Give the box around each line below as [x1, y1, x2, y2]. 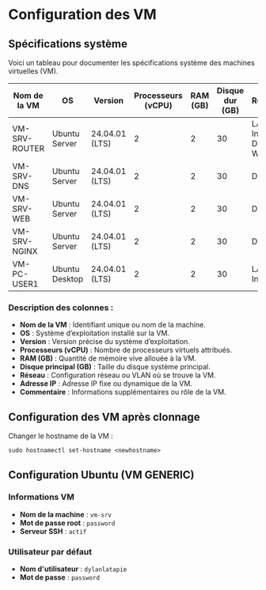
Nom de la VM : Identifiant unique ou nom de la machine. [19, 320, 206, 330]
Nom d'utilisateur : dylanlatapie [19, 564, 127, 574]
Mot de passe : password [19, 573, 101, 582]
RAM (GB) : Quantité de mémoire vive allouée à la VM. [19, 354, 196, 363]
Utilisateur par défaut [8, 546, 93, 557]
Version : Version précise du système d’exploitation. [19, 337, 190, 346]
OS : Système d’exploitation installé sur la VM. [19, 328, 170, 338]
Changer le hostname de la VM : [8, 431, 113, 441]
